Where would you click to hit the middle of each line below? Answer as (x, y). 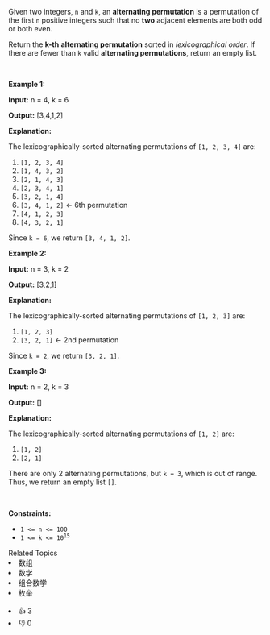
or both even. (31, 29)
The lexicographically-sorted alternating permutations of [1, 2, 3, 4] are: (132, 147)
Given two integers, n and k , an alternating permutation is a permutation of (134, 12)
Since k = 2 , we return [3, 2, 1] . (64, 355)
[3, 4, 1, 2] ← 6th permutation (74, 205)
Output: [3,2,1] (33, 284)
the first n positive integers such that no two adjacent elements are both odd (135, 20)
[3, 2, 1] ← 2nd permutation (69, 340)
